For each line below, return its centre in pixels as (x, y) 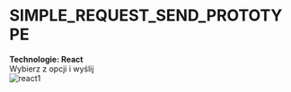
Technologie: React (46, 59)
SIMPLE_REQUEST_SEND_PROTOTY (146, 16)
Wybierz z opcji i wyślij (52, 69)
